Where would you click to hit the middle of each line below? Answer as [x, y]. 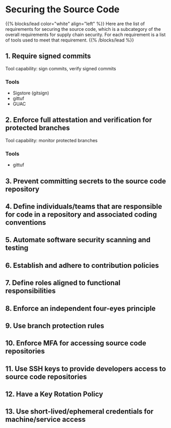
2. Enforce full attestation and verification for [79, 120]
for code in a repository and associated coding [81, 214]
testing [17, 248]
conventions [26, 222]
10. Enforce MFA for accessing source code [76, 343]
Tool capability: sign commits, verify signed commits [61, 68]
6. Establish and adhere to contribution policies [82, 265]
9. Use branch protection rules [55, 326]
